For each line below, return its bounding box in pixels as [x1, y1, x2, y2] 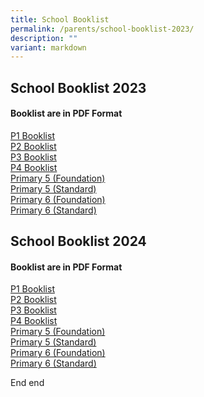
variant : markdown [10, 42, 87, 53]
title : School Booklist [10, 14, 110, 25]
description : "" [10, 33, 78, 43]
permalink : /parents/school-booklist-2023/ [10, 24, 195, 34]
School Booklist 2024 [10, 233, 147, 250]
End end [10, 377, 45, 389]
